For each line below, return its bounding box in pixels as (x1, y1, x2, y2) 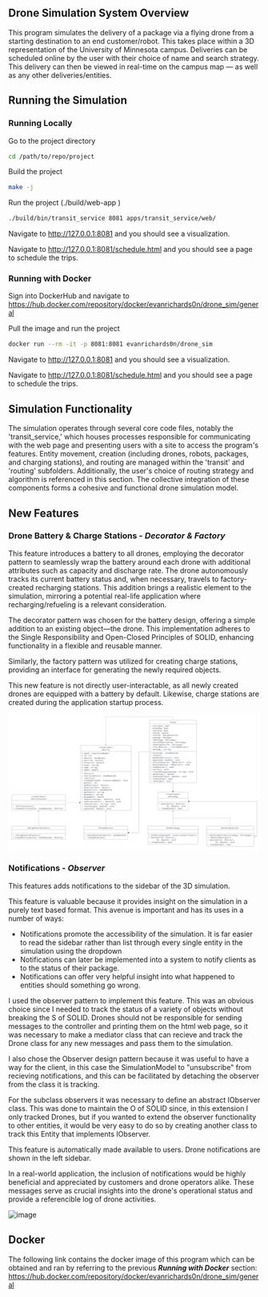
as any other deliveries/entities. (8, 70, 112, 79)
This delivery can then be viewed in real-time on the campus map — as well (8, 62, 258, 71)
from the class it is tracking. (8, 1079, 100, 1089)
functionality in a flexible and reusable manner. (8, 641, 162, 651)
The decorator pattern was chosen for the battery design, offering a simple (8, 615, 256, 625)
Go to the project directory (8, 136, 96, 145)
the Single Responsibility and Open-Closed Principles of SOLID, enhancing (8, 632, 254, 642)
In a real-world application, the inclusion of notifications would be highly (8, 1169, 246, 1178)
